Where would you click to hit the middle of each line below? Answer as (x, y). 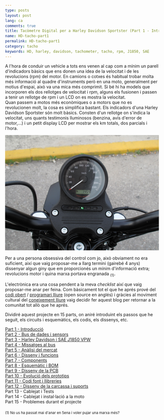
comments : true (20, 26)
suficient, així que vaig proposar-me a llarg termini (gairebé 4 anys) (73, 263)
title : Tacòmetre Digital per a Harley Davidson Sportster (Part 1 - (77, 31)
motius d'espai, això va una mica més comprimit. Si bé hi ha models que (78, 87)
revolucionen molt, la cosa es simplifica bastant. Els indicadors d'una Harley (82, 107)
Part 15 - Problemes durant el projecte (43, 402)
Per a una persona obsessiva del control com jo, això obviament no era (76, 258)
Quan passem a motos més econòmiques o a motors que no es (69, 102)
